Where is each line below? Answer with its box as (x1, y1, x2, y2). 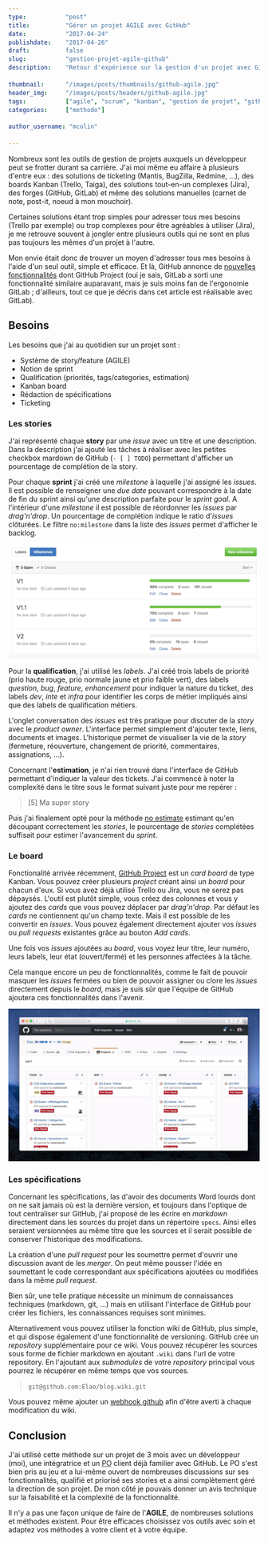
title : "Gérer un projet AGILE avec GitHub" (8, 21, 191, 30)
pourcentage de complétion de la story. (8, 461, 138, 471)
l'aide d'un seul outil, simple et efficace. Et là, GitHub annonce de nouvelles (8, 261, 256, 271)
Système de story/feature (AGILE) (19, 355, 131, 365)
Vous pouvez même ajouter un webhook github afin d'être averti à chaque (8, 1397, 252, 1407)
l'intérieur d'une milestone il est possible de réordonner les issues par (8, 503, 238, 512)
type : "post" (8, 13, 88, 21)
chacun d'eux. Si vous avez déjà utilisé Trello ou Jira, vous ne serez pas (8, 885, 245, 895)
